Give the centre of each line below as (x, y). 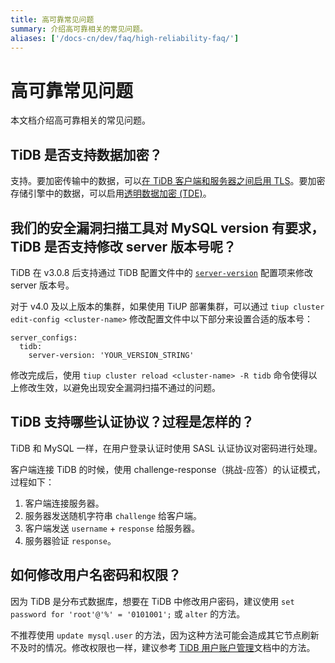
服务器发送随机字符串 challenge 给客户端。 (113, 515)
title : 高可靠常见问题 (52, 19)
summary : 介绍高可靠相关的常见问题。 (79, 29)
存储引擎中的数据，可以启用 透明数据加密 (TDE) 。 (111, 193)
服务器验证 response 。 (70, 540)
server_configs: (44, 337)
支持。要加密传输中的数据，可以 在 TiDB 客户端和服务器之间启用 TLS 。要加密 (168, 181)
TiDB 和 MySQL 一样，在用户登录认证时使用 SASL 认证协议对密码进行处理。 (166, 448)
